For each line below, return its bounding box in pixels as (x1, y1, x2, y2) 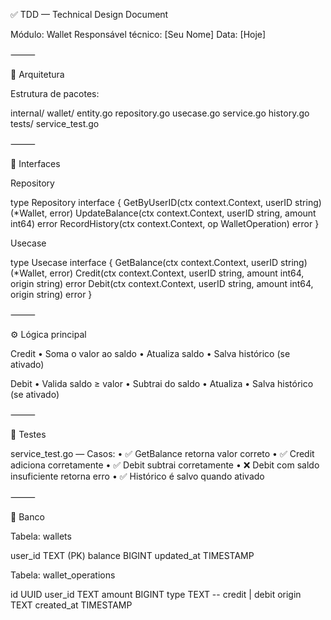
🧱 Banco (10, 511, 45, 523)
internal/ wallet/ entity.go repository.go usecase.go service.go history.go (10, 107, 310, 119)
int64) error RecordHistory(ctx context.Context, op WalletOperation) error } (10, 218, 320, 229)
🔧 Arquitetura (10, 69, 65, 80)
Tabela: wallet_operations (10, 569, 116, 581)
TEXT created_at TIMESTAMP (10, 599, 133, 611)
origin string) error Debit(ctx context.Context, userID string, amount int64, (10, 278, 314, 289)
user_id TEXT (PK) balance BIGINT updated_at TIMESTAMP (10, 550, 255, 561)
